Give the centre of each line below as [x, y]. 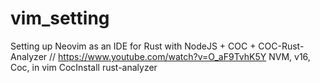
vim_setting [60, 18]
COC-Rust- [281, 46]
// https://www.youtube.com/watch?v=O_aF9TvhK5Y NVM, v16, [180, 56]
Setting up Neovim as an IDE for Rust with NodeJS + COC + [133, 46]
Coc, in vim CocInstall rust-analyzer [84, 67]
